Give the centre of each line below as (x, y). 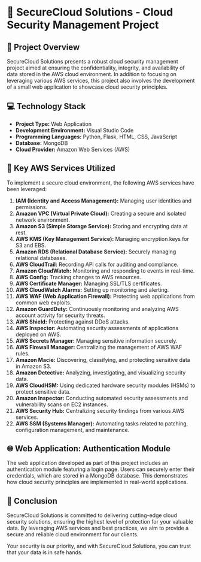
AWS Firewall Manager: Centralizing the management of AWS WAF (99, 347)
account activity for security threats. (60, 315)
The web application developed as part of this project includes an (88, 463)
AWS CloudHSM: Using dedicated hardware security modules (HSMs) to (105, 385)
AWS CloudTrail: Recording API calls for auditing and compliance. (97, 264)
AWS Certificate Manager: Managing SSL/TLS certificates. (89, 283)
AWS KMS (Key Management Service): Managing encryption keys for (102, 238)
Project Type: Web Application (54, 124)
